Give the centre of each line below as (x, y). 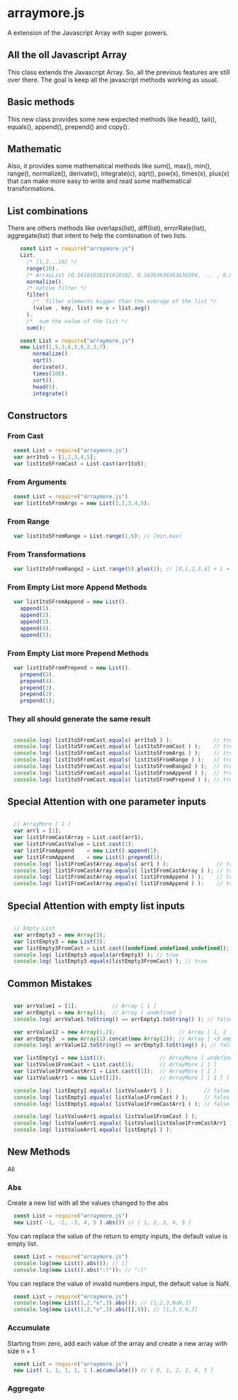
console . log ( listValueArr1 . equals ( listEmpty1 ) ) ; (93, 1130)
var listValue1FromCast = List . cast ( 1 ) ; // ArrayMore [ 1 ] (115, 1065)
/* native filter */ (56, 288)
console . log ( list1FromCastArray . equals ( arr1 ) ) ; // (118, 864)
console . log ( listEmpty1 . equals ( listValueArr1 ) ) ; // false (122, 1090)
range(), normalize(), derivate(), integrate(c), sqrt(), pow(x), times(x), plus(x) (119, 174)
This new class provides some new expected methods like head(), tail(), (112, 119)
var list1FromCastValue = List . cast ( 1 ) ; (74, 844)
